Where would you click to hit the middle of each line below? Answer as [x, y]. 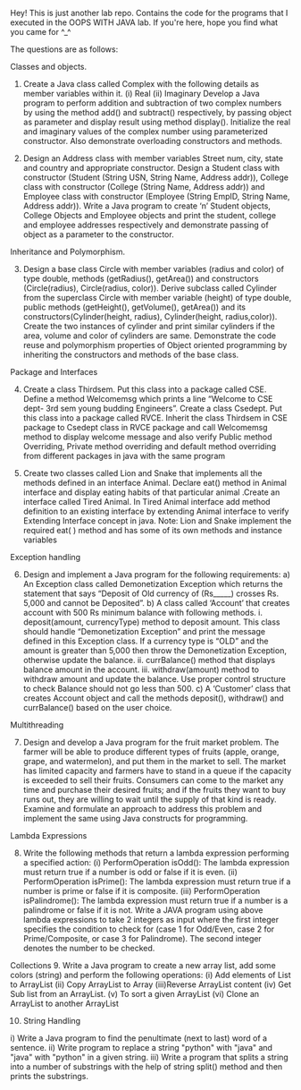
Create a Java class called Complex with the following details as [141, 84]
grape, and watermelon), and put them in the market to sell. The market [155, 761]
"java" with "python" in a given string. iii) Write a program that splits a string [149, 1057]
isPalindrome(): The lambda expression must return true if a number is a [155, 900]
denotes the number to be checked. [89, 948]
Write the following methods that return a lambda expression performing [156, 853]
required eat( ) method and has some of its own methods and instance [152, 530]
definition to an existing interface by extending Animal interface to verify [156, 511]
